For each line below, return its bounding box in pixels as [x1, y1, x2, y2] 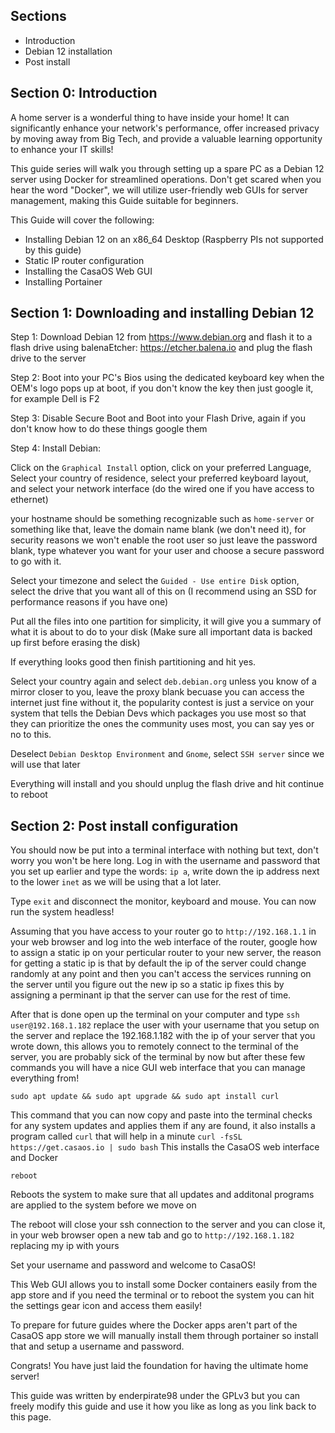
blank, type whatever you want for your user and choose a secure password [10, 545, 325, 557]
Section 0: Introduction [10, 85, 158, 102]
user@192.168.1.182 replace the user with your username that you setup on [10, 1019, 320, 1031]
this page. [10, 1411, 52, 1423]
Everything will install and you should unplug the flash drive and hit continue [10, 778, 325, 790]
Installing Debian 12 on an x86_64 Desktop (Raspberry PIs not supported [24, 233, 324, 245]
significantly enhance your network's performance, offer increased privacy [10, 122, 320, 134]
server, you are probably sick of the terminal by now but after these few [10, 1051, 306, 1063]
